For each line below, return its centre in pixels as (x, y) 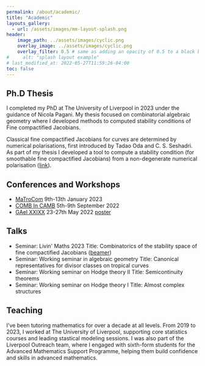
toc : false (20, 69)
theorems (27, 278)
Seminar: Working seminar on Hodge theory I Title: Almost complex (100, 285)
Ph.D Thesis (30, 93)
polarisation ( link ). (29, 165)
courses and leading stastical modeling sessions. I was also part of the (95, 338)
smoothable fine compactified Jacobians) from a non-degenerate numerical (102, 159)
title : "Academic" (30, 18)
